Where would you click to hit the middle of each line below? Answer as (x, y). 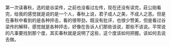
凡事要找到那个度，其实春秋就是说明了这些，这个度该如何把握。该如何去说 (88, 33)
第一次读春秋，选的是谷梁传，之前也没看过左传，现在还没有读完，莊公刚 (81, 7)
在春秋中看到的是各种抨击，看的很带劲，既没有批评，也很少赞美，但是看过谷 (85, 20)
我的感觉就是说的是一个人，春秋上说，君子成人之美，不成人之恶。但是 (92, 14)
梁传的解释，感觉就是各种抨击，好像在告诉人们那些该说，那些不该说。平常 (83, 27)
